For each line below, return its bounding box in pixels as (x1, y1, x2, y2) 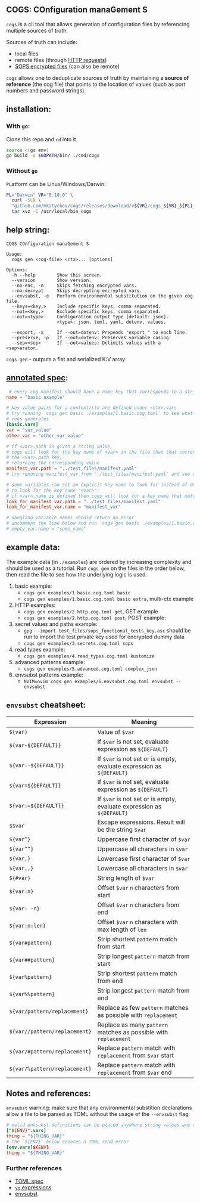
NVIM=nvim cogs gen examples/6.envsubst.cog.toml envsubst (23, 678, 174, 684)
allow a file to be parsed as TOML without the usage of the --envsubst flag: (6, 1111, 190, 1118)
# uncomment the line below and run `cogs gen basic (6, 520, 140, 526)
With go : (6, 122, 30, 131)
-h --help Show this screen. (11, 272, 102, 278)
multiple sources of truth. (6, 27, 68, 34)
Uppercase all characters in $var (97, 845, 189, 853)
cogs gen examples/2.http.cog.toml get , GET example (23, 607, 159, 615)
